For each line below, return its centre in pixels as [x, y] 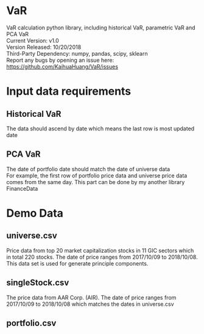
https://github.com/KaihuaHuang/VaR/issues [62, 66]
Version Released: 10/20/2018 [44, 47]
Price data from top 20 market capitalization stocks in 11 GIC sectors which [100, 250]
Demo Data [35, 213]
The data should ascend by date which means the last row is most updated [100, 128]
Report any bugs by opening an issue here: [60, 60]
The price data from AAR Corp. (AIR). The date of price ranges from [91, 297]
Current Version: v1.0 [33, 40]
